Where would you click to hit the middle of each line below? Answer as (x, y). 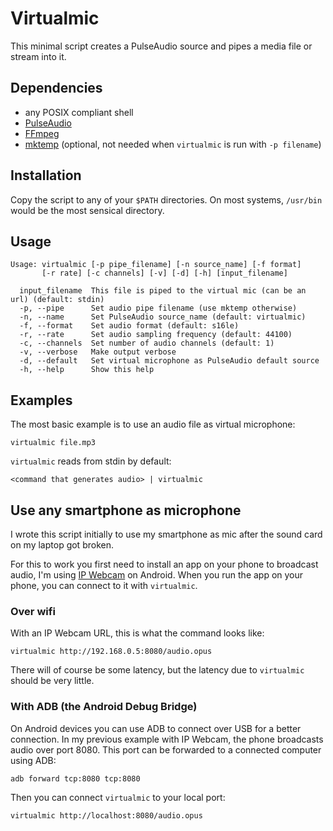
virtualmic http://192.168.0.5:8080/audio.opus (111, 652)
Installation (46, 175)
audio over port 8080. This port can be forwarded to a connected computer (166, 749)
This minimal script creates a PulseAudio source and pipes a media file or (161, 46)
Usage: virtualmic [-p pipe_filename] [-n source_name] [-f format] (156, 265)
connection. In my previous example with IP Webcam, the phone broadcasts (167, 739)
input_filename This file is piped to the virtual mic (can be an (163, 291)
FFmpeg (42, 133)
